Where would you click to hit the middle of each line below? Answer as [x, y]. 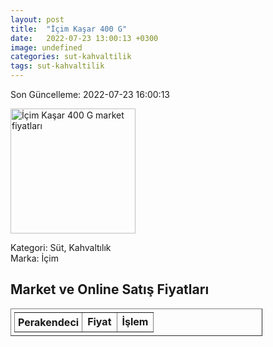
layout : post [37, 19]
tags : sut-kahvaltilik [57, 66]
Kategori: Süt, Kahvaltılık [61, 247]
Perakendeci [49, 322]
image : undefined [46, 47]
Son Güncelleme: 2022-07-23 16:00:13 [90, 94]
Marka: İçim [34, 258]
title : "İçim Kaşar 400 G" [69, 29]
